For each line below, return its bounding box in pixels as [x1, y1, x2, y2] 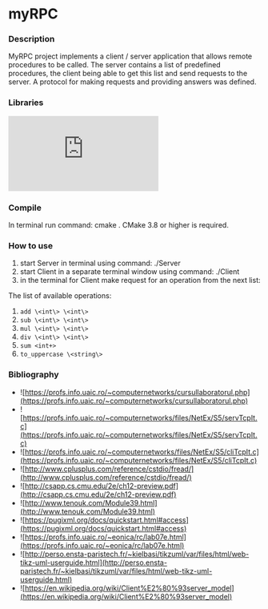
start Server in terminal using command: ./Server [19, 258, 182, 268]
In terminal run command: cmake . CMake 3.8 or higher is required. [8, 220, 230, 230]
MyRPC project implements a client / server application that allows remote [8, 51, 253, 61]
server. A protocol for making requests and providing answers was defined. [8, 77, 257, 87]
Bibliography [8, 369, 59, 381]
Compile [8, 202, 42, 213]
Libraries [8, 97, 44, 108]
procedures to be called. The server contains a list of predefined [8, 60, 222, 70]
